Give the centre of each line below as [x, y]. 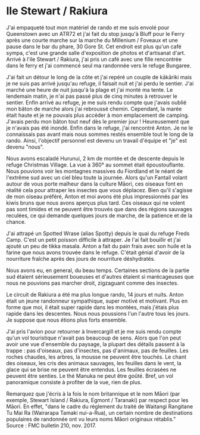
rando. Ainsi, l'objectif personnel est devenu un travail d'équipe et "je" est [97, 140]
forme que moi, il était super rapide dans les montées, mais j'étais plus [93, 307]
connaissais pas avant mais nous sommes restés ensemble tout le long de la [100, 134]
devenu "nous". [25, 147]
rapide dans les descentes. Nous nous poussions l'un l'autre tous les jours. [98, 313]
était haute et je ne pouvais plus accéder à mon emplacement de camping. [98, 115]
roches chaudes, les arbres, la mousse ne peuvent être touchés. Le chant [96, 357]
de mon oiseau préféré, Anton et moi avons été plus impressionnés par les [97, 196]
